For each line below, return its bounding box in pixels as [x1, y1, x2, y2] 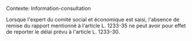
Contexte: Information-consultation [6, 5, 91, 12]
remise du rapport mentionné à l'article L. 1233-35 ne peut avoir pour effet [6, 23, 186, 29]
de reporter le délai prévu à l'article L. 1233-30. [6, 28, 120, 35]
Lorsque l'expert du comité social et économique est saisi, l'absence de [6, 16, 180, 23]
